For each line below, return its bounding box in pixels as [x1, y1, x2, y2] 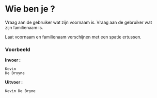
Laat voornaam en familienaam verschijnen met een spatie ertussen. [5, 34, 141, 40]
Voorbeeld [5, 46, 31, 53]
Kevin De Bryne [5, 89, 36, 94]
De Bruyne [5, 71, 25, 76]
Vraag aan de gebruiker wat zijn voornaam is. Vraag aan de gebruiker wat [5, 19, 152, 25]
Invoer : [5, 57, 21, 63]
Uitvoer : [5, 79, 23, 85]
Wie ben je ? [5, 3, 55, 15]
